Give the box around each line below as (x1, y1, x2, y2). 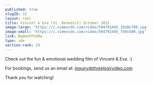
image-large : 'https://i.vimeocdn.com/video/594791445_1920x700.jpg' (5, 25, 149, 30)
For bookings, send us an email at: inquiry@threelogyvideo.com (5, 65, 133, 71)
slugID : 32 (5, 12, 27, 16)
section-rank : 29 (5, 43, 40, 48)
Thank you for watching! (5, 74, 54, 80)
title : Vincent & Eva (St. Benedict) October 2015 (5, 20, 110, 25)
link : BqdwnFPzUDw (5, 34, 42, 39)
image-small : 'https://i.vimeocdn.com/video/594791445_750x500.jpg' (5, 29, 147, 34)
